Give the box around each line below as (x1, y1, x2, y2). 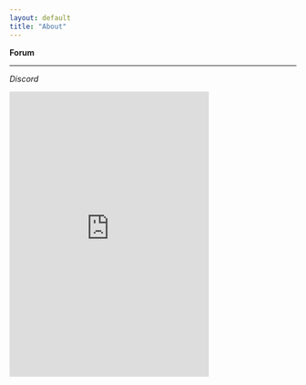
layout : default (9, 13, 71, 23)
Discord (9, 73, 39, 84)
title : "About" (9, 22, 67, 31)
